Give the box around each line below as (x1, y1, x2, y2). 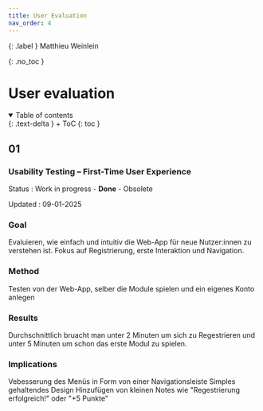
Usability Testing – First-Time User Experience (8, 166, 191, 177)
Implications (8, 358, 57, 370)
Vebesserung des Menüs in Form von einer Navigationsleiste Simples (8, 377, 236, 386)
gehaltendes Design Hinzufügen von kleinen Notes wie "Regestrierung (8, 386, 241, 395)
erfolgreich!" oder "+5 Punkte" (8, 393, 109, 403)
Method (8, 266, 40, 277)
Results (8, 312, 38, 323)
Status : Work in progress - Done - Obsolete (8, 184, 154, 194)
